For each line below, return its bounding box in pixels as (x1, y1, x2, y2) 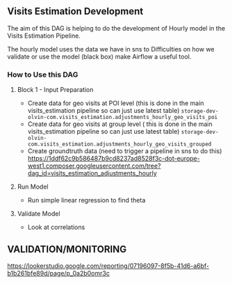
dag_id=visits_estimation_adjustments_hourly (27, 169, 158, 177)
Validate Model (17, 210, 60, 218)
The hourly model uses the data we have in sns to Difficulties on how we (7, 45, 215, 53)
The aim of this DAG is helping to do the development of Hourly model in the (7, 24, 226, 32)
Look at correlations (27, 223, 85, 232)
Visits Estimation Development (7, 6, 144, 17)
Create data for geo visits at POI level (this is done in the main (27, 99, 204, 107)
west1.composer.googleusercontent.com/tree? (27, 161, 161, 170)
